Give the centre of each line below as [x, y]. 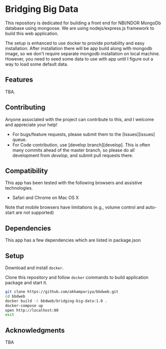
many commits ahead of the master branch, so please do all [73, 150]
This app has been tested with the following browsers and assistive [74, 183]
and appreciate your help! [31, 125]
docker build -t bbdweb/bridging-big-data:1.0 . [56, 301]
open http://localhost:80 [32, 310]
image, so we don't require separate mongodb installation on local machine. [83, 54]
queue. [20, 140]
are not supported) [35, 212]
